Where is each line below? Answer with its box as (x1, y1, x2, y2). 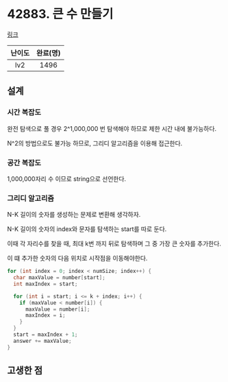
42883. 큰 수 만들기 (7, 6, 114, 22)
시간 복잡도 (7, 108, 42, 117)
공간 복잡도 (7, 158, 42, 167)
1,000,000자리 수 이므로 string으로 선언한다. (7, 174, 127, 182)
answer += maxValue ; (13, 337, 72, 344)
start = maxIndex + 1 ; (13, 331, 78, 338)
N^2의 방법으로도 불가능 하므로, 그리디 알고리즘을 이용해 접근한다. (7, 139, 183, 147)
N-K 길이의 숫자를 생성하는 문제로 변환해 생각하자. (7, 211, 141, 219)
